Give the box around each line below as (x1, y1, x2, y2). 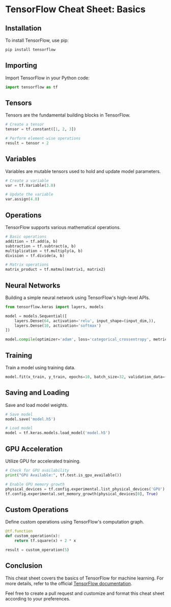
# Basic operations (5, 234, 47, 239)
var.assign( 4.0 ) (5, 197, 40, 202)
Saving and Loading (5, 388, 70, 397)
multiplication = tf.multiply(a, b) (5, 248, 83, 253)
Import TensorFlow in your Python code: (5, 75, 90, 81)
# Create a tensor (5, 122, 44, 127)
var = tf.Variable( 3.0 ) (5, 183, 56, 188)
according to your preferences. (5, 595, 71, 601)
